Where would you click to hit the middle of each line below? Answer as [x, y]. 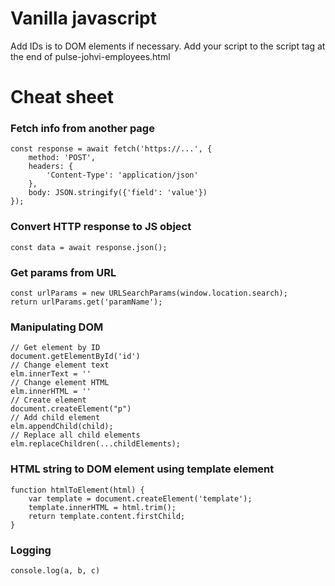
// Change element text [60, 365]
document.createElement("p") [71, 409]
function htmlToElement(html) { [77, 490]
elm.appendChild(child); [62, 427]
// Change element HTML [60, 383]
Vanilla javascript [83, 18]
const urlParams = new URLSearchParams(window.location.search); [149, 293]
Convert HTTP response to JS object [101, 227]
